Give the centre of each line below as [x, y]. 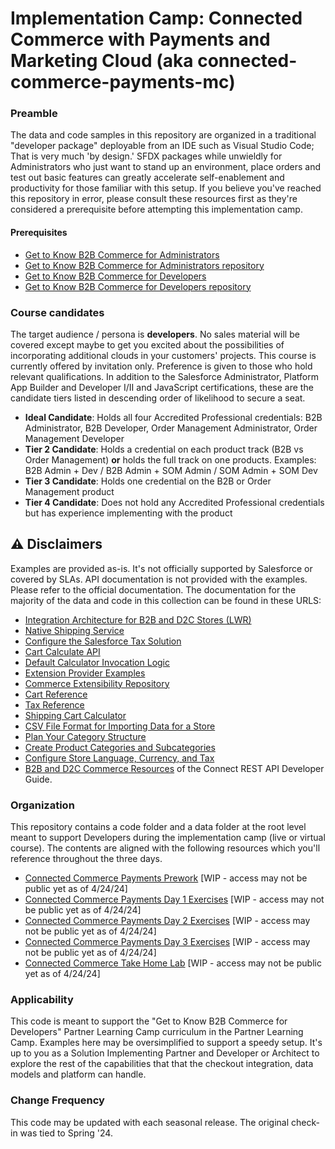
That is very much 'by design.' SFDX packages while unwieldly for [146, 156]
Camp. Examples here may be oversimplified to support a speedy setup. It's [166, 1043]
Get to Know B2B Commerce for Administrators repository [144, 265]
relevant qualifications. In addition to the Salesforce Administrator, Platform [164, 376]
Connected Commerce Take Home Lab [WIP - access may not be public [173, 963]
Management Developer [74, 438]
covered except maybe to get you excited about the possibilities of [147, 344]
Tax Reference [54, 704]
